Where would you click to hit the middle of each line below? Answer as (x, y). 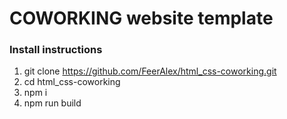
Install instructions (56, 50)
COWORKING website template (141, 18)
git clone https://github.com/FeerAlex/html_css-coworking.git (150, 71)
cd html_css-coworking (72, 82)
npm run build (52, 103)
